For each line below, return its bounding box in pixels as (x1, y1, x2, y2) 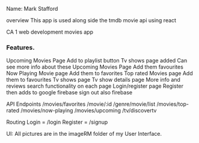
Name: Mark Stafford (6, 5, 58, 12)
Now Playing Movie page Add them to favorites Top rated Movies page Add (6, 70, 194, 77)
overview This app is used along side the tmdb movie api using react (6, 17, 176, 23)
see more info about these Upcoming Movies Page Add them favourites (6, 63, 183, 71)
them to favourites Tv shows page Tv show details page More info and (6, 76, 180, 84)
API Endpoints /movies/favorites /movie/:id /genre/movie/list (6, 100, 156, 108)
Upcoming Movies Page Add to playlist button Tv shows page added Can (6, 57, 188, 64)
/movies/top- (156, 100, 189, 108)
